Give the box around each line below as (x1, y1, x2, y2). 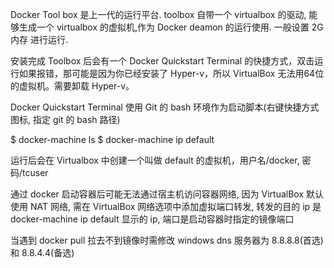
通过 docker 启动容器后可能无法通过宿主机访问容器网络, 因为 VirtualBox (10, 188, 305, 200)
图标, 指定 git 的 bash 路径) (10, 114, 121, 125)
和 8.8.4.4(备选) (10, 247, 75, 258)
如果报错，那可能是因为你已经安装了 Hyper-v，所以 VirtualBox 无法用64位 (18, 68, 325, 79)
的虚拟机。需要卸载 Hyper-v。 (10, 80, 135, 92)
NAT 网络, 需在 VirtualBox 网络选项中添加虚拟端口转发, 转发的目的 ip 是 (29, 201, 322, 212)
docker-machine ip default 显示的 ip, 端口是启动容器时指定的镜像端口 (10, 213, 295, 225)
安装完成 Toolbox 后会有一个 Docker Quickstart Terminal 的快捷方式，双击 (10, 55, 315, 67)
